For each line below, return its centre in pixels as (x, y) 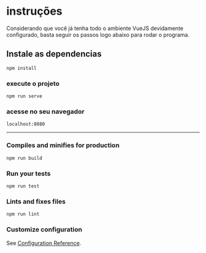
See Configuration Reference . (44, 243)
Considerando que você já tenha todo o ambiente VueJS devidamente (95, 28)
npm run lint (23, 214)
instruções (34, 11)
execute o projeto (33, 83)
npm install (21, 68)
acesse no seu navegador (45, 111)
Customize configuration (44, 230)
